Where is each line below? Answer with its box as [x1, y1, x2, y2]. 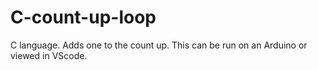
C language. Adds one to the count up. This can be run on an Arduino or [10, 39, 308, 51]
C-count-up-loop [10, 6, 157, 29]
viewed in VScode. [10, 49, 88, 61]
